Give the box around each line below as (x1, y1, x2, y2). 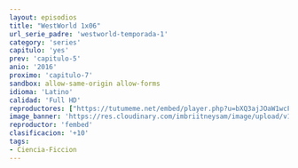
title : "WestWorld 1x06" (9, 21, 101, 30)
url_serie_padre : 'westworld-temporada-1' (9, 29, 169, 38)
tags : (9, 137, 29, 146)
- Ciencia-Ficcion (9, 145, 77, 154)
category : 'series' (9, 37, 82, 47)
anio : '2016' (9, 63, 58, 72)
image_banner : (9, 112, 62, 121)
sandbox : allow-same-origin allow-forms (9, 79, 161, 88)
